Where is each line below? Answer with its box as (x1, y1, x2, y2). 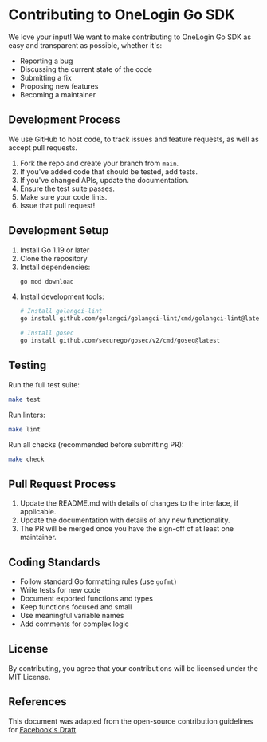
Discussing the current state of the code (19, 64, 153, 73)
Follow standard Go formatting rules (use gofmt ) (19, 577, 177, 586)
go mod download (19, 277, 74, 285)
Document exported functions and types (19, 593, 154, 603)
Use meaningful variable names (19, 611, 124, 620)
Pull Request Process (8, 477, 116, 490)
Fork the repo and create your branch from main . (19, 158, 179, 168)
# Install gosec (19, 329, 74, 337)
